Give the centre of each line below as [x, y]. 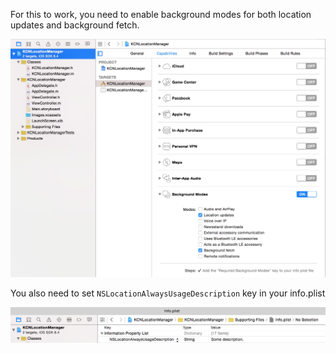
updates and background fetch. [75, 25]
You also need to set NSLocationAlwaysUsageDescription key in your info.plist [168, 293]
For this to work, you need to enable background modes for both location [161, 14]
